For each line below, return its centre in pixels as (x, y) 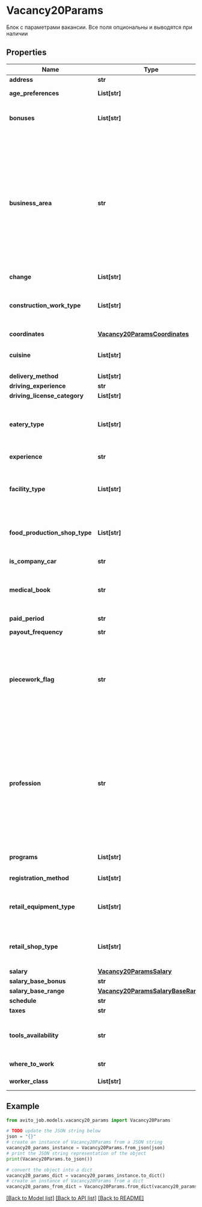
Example (23, 1106)
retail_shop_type (34, 946)
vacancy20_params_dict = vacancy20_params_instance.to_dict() (86, 1175)
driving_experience (38, 386)
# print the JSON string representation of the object (76, 1153)
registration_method (39, 878)
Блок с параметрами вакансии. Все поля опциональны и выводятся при (99, 27)
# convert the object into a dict (50, 1170)
